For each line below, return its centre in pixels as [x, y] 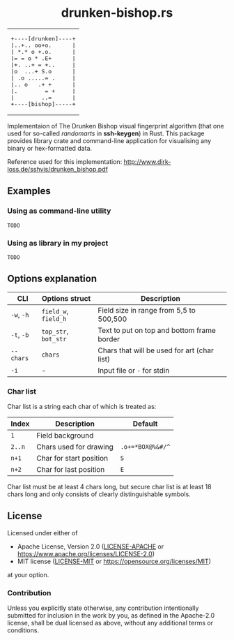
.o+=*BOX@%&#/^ [145, 447]
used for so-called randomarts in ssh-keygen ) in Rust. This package [106, 133]
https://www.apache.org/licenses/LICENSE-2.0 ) [86, 553]
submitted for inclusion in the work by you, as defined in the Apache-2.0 [111, 616]
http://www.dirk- [147, 161]
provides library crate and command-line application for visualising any [109, 140]
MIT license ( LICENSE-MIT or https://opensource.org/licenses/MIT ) [114, 561]
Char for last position [71, 470]
